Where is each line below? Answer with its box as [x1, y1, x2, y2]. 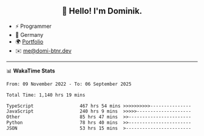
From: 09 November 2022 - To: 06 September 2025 [6, 81, 132, 87]
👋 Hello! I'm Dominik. [61, 6, 143, 16]
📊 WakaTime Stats [6, 67, 56, 74]
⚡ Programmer [15, 22, 52, 30]
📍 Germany [15, 31, 44, 38]
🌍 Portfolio [15, 37, 44, 45]
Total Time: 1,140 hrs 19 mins [6, 92, 86, 98]
